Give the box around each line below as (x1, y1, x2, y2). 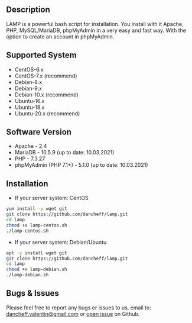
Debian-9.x (14, 85, 43, 92)
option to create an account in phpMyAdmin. (6, 33, 115, 40)
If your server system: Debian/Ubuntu (14, 238, 107, 246)
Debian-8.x (14, 78, 43, 85)
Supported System (6, 50, 77, 60)
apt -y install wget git (6, 250, 67, 256)
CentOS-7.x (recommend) (14, 72, 77, 79)
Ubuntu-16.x (14, 97, 45, 104)
